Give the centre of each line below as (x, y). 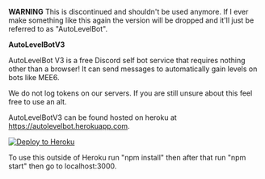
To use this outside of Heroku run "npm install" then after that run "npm (127, 158)
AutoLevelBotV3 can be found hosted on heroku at (93, 117)
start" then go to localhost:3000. (63, 166)
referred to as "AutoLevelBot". (58, 29)
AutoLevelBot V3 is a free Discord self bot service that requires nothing (127, 60)
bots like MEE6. (34, 77)
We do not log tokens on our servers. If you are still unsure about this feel (130, 93)
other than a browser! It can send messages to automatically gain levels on (133, 69)
